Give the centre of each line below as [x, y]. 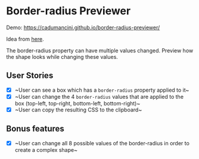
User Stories [30, 76]
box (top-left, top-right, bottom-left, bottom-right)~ [77, 103]
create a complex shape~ [46, 149]
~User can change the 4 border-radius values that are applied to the [99, 96]
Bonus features [35, 129]
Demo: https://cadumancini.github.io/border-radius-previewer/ [83, 27]
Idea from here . [25, 39]
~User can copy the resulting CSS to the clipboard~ [78, 110]
